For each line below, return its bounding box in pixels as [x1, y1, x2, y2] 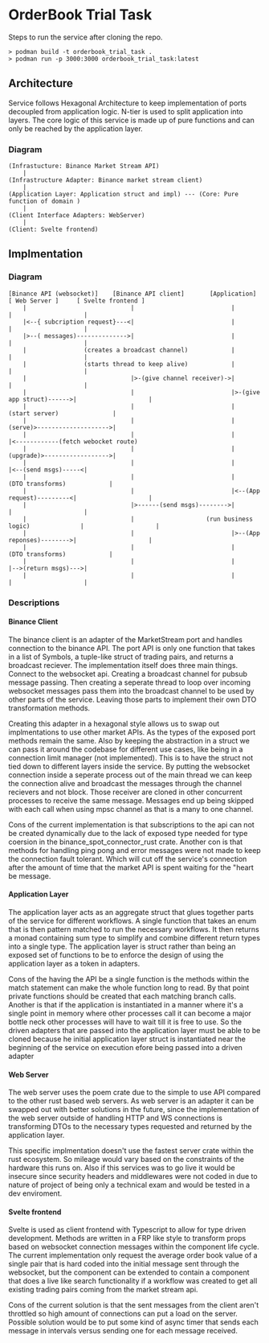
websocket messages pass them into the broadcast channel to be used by [8, 686, 255, 695]
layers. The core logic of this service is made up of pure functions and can [8, 115, 255, 125]
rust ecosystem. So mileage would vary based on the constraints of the [8, 1155, 245, 1164]
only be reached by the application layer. [8, 123, 143, 134]
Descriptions [8, 597, 60, 608]
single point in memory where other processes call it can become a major [8, 1008, 251, 1019]
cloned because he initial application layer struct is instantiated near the [8, 1034, 247, 1044]
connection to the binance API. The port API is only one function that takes [8, 643, 255, 653]
